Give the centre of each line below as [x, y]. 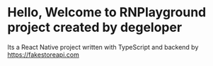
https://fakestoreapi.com [43, 55]
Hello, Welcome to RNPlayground [107, 12]
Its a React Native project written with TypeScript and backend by [103, 47]
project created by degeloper [95, 27]
